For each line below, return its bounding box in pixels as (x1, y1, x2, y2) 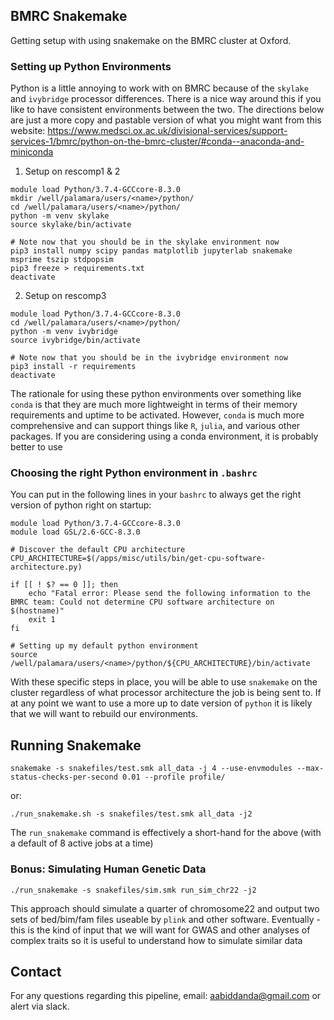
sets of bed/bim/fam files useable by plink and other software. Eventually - (10, 913, 321, 925)
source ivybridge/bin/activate (10, 335, 141, 346)
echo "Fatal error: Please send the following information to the (28, 589, 311, 599)
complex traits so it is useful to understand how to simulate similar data (10, 934, 303, 946)
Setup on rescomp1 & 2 (24, 165, 121, 178)
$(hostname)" (10, 606, 65, 616)
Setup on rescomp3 (24, 290, 107, 302)
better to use (10, 441, 63, 453)
